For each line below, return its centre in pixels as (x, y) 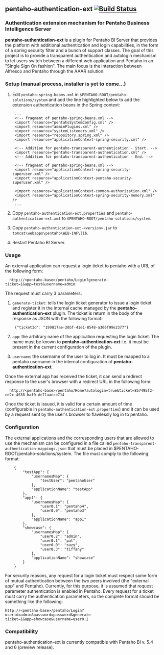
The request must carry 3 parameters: (44, 293)
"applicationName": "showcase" (63, 558)
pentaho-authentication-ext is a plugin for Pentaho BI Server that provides (81, 40)
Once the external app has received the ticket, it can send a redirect (73, 377)
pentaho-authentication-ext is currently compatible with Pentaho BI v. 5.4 (79, 642)
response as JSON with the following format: (57, 319)
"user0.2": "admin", (61, 536)
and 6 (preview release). (30, 647)
